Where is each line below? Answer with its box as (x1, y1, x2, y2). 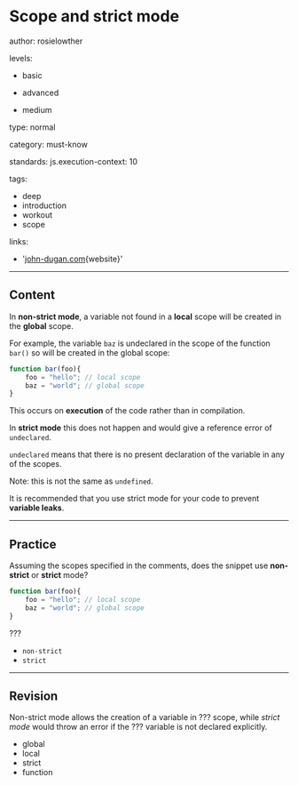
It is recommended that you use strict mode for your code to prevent (9, 493, 260, 504)
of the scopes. (9, 459, 62, 469)
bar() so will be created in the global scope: (9, 347, 170, 357)
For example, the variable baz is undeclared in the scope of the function (9, 338, 271, 348)
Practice (9, 536, 57, 552)
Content (9, 287, 56, 303)
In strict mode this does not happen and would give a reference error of (9, 422, 272, 433)
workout (21, 209, 53, 220)
